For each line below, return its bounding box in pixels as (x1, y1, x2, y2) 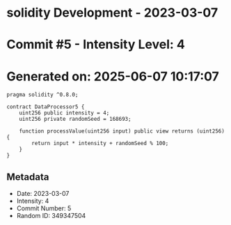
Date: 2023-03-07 (16, 190, 70, 198)
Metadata (6, 171, 49, 183)
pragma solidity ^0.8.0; (6, 92, 79, 99)
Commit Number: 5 (16, 204, 72, 212)
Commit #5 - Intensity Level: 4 (6, 37, 185, 53)
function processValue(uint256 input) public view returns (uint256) (19, 128, 225, 135)
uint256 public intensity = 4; (19, 110, 110, 117)
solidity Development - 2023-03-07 (6, 5, 218, 21)
